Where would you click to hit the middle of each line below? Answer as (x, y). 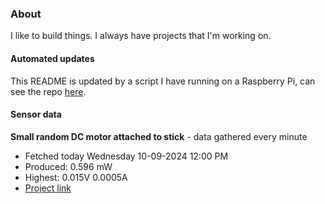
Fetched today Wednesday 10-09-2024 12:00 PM (126, 156)
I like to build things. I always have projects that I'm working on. (141, 36)
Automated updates (52, 58)
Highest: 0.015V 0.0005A (76, 177)
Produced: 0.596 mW (68, 166)
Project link (48, 188)
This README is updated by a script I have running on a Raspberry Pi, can (163, 81)
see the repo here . (48, 91)
